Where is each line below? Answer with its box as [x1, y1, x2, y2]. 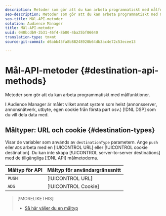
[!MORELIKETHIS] [17, 195, 54, 201]
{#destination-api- [80, 65, 159, 76]
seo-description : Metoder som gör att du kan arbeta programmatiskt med [5, 12, 158, 17]
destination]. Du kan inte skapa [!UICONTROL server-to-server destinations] [5, 149, 161, 155]
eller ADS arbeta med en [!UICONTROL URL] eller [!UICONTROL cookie [5, 144, 148, 150]
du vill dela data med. [5, 111, 49, 117]
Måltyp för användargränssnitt [47, 166, 121, 173]
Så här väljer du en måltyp [24, 205, 78, 211]
